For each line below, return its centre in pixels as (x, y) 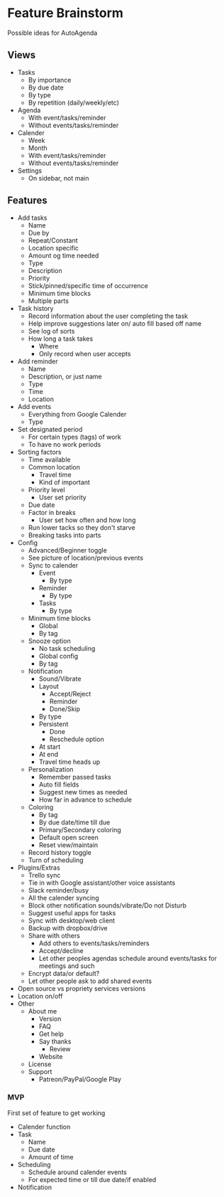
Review (60, 1049)
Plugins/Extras (39, 867)
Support (40, 1071)
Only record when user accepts (85, 353)
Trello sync (44, 875)
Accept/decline (61, 950)
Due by (39, 233)
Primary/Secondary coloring (80, 829)
